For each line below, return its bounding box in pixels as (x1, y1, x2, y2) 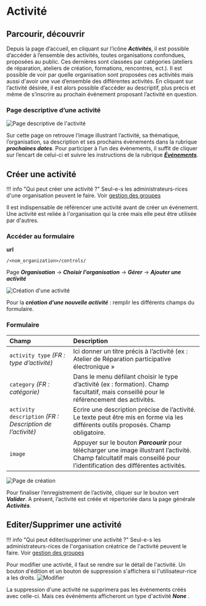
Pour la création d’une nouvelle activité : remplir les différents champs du (6, 299, 195, 306)
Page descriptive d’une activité (6, 105, 101, 114)
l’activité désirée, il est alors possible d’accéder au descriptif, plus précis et (6, 84, 196, 91)
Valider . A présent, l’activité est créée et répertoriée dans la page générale (6, 495, 196, 502)
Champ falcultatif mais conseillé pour (73, 453, 180, 462)
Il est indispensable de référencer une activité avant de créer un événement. (6, 204, 199, 211)
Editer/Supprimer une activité (6, 520, 122, 530)
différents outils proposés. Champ (73, 420, 171, 429)
